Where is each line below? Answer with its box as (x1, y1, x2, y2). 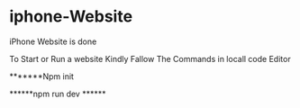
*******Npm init (9, 70, 75, 82)
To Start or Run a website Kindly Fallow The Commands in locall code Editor (9, 53, 291, 64)
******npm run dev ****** (9, 88, 106, 99)
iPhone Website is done (9, 36, 97, 47)
